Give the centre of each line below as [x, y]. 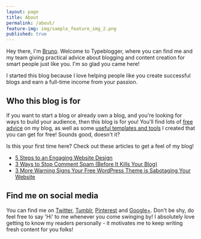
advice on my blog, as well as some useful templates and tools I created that [101, 128]
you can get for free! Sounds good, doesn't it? [63, 134]
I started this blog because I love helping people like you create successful [98, 76]
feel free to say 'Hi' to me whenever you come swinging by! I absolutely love [100, 216]
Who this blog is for [43, 101]
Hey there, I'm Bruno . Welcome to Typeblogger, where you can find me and [100, 51]
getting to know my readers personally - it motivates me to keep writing [94, 223]
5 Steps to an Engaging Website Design [64, 157]
